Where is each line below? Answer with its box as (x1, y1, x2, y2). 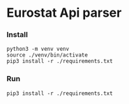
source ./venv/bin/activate (6, 52, 89, 59)
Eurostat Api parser (6, 5, 122, 21)
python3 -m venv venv (6, 45, 70, 53)
